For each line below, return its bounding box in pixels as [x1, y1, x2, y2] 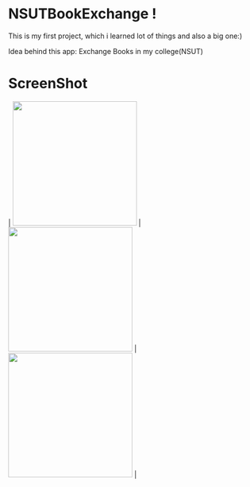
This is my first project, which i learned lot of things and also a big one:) [8, 31, 243, 41]
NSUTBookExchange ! [8, 5, 157, 23]
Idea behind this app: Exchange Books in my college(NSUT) [8, 46, 204, 56]
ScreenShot [8, 75, 88, 92]
